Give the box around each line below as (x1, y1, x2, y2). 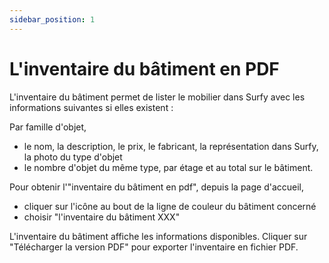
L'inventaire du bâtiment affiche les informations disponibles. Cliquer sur (9, 230, 308, 242)
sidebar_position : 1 (9, 14, 96, 25)
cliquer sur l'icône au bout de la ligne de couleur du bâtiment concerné (23, 200, 317, 212)
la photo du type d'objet (23, 151, 123, 163)
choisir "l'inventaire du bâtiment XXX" (23, 211, 181, 223)
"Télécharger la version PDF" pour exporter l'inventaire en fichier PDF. (9, 241, 299, 253)
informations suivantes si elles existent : (9, 101, 174, 113)
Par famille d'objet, (9, 121, 87, 133)
